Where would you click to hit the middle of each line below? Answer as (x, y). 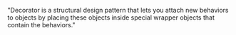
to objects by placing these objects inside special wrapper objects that (111, 17)
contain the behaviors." (42, 25)
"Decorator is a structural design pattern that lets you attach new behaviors (118, 10)
